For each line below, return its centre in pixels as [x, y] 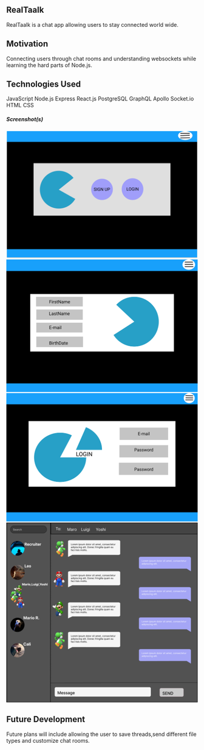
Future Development [46, 719]
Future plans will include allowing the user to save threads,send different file [102, 734]
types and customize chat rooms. [48, 740]
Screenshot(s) [25, 119]
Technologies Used [43, 84]
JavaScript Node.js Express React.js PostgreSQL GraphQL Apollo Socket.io [100, 99]
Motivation [27, 44]
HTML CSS [20, 105]
